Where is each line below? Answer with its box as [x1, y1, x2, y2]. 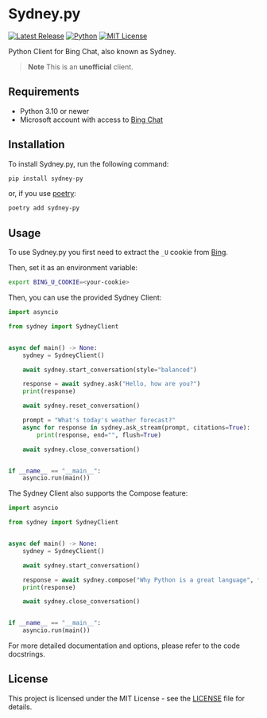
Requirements [8, 85, 79, 99]
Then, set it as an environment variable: [8, 263, 137, 273]
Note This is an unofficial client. [27, 61, 133, 72]
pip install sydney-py [8, 175, 83, 182]
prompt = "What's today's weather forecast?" [22, 416, 176, 424]
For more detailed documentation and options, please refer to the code [8, 641, 241, 650]
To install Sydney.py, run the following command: [8, 159, 169, 168]
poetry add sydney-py [8, 204, 80, 212]
